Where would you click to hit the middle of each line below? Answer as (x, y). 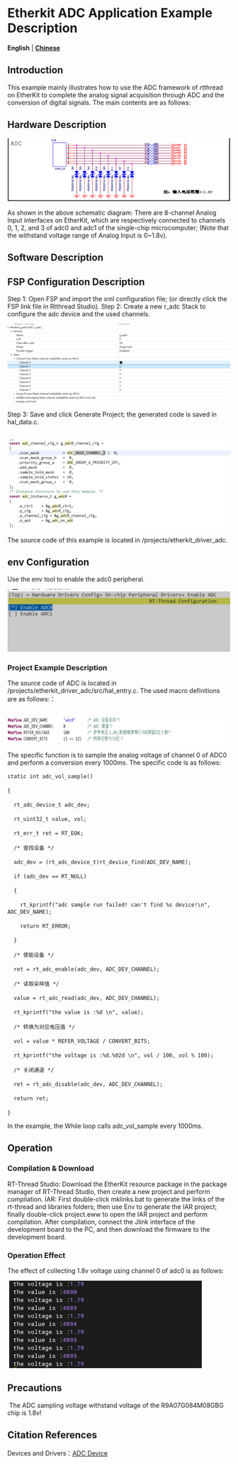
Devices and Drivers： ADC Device (58, 1453)
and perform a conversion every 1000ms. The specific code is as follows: (114, 763)
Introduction (35, 70)
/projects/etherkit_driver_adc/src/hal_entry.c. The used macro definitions (114, 690)
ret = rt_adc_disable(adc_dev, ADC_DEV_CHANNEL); (88, 1084)
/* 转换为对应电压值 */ (45, 1027)
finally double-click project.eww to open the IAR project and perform (107, 1214)
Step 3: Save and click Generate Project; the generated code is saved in (112, 414)
